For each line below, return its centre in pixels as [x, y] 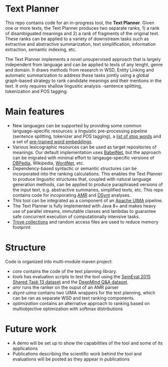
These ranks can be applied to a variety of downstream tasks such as [77, 39]
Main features [35, 112]
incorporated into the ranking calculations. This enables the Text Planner [88, 174]
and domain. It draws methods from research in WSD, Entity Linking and [80, 70]
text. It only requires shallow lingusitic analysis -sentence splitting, [74, 86]
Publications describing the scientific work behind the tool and [77, 353]
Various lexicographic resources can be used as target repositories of [85, 147]
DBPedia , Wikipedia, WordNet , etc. [48, 163]
